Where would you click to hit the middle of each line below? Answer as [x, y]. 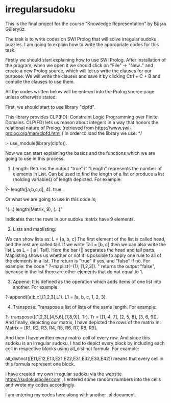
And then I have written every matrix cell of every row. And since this [78, 337]
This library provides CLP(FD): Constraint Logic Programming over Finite [81, 117]
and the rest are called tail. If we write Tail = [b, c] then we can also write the [86, 244]
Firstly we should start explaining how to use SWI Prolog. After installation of [86, 59]
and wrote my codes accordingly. [40, 385]
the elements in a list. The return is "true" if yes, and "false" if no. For [78, 260]
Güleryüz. [16, 29]
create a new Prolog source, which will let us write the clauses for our [79, 71]
